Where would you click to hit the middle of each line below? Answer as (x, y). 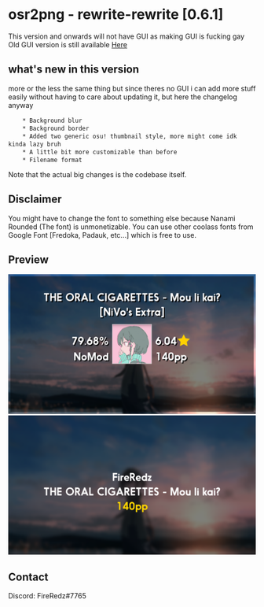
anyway (21, 105)
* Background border (56, 128)
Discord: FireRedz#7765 (47, 596)
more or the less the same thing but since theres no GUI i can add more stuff (132, 88)
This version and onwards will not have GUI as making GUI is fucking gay (126, 36)
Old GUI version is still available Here (68, 44)
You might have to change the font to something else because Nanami (122, 218)
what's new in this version (74, 70)
